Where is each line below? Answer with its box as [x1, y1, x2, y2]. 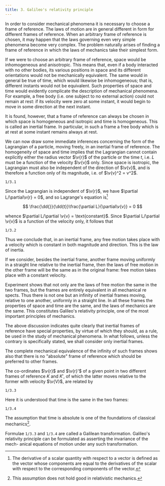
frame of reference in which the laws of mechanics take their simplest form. [5, 47, 159, 53]
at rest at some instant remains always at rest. [5, 129, 98, 135]
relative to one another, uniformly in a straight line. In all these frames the [5, 298, 153, 304]
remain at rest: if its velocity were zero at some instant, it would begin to [5, 98, 151, 104]
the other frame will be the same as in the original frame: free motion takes [5, 267, 156, 273]
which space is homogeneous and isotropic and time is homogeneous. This [5, 118, 158, 124]
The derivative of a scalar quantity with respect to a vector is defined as [12, 455, 158, 461]
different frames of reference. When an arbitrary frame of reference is [5, 31, 147, 37]
